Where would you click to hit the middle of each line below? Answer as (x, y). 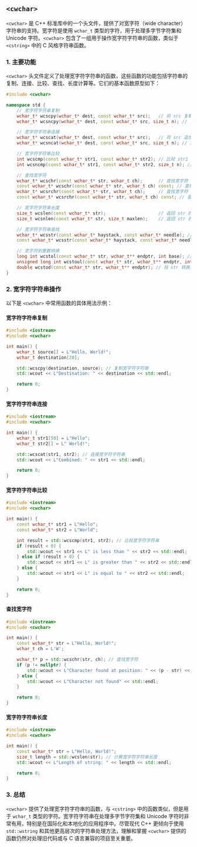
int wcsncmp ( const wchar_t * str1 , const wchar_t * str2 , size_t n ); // (105, 164)
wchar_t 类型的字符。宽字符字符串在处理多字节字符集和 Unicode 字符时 (98, 816)
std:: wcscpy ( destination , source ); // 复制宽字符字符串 (83, 368)
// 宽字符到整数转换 (38, 251)
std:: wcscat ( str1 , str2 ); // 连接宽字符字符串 (71, 454)
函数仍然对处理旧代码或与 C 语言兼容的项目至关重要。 (71, 838)
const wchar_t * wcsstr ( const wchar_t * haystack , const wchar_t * (97, 240)
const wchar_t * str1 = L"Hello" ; (57, 525)
